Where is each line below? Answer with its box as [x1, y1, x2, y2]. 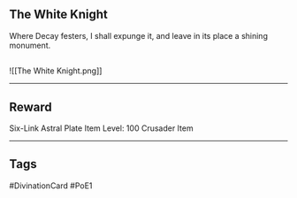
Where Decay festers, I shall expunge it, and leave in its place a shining [9, 30, 268, 41]
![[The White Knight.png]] [9, 65, 103, 76]
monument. [9, 40, 51, 50]
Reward [9, 99, 53, 114]
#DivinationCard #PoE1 [9, 180, 93, 191]
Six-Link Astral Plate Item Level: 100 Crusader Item [9, 123, 194, 133]
